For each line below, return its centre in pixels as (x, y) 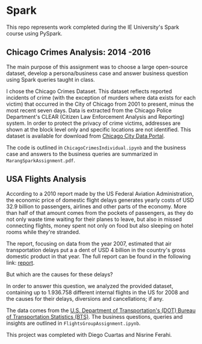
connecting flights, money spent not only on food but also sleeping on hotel (100, 225)
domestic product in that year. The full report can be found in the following (99, 256)
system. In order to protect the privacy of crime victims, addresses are (93, 123)
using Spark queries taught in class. (50, 79)
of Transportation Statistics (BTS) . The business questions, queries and (95, 316)
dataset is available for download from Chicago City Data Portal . (86, 136)
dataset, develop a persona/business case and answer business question (97, 73)
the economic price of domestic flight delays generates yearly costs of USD (100, 200)
